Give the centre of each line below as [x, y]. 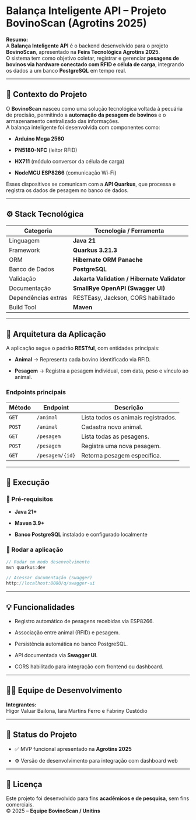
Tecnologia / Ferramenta [129, 231]
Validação [22, 278]
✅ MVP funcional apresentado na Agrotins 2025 [73, 749]
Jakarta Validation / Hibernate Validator [129, 278]
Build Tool [22, 307]
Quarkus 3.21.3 [95, 250]
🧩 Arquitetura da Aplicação [56, 334]
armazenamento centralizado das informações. [63, 121]
